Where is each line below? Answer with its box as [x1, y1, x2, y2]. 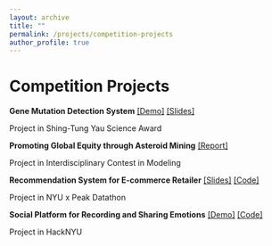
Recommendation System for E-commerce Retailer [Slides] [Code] [9, 175, 260, 185]
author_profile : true [9, 37, 90, 47]
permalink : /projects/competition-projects [9, 29, 174, 38]
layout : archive [9, 12, 70, 22]
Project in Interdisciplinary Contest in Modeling [9, 158, 181, 168]
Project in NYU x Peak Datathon [9, 193, 127, 203]
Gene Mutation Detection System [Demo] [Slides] [9, 106, 195, 117]
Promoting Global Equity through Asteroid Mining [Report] [9, 140, 229, 152]
